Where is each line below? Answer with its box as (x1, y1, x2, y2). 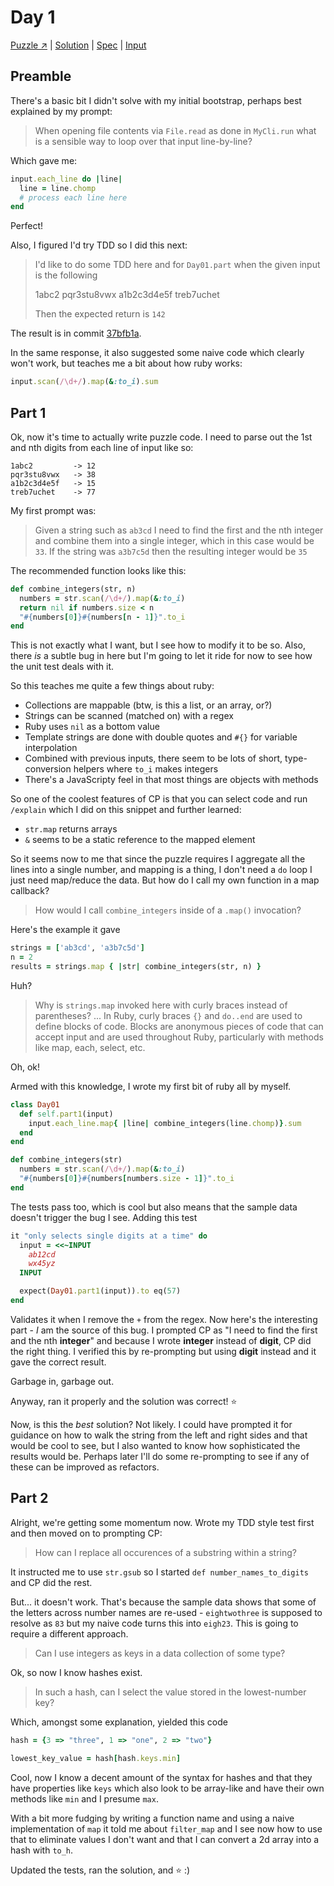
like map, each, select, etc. (34, 1041, 146, 1053)
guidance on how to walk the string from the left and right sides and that (10, 1429, 308, 1441)
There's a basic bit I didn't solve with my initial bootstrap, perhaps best (10, 94, 302, 106)
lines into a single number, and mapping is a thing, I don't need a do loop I (10, 864, 313, 876)
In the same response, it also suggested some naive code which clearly (10, 347, 305, 359)
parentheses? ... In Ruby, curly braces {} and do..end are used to (34, 1009, 303, 1021)
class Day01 (10, 1099, 60, 1110)
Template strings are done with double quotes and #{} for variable (24, 731, 298, 743)
